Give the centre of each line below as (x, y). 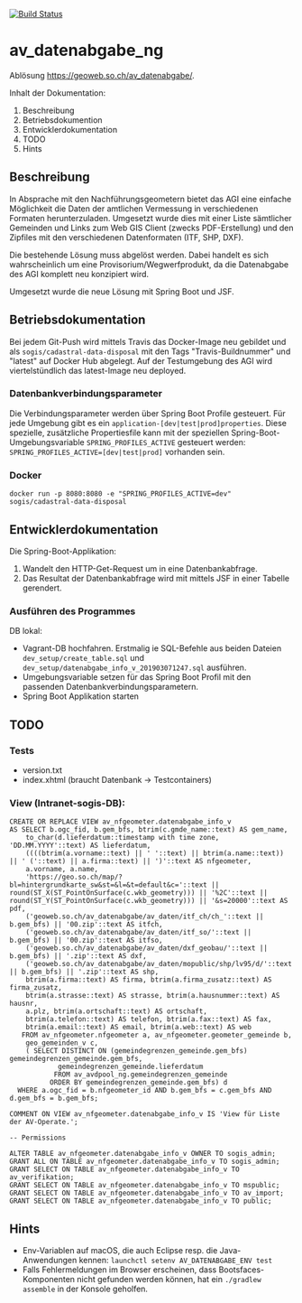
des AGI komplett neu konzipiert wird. (79, 274)
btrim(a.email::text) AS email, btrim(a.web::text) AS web (139, 1028)
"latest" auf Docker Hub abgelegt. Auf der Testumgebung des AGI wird (141, 360)
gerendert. (42, 588)
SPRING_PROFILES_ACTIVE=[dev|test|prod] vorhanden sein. (117, 451)
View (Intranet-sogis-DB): (68, 803)
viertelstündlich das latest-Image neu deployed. (98, 370)
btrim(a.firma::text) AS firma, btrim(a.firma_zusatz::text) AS (149, 980)
